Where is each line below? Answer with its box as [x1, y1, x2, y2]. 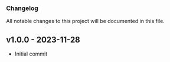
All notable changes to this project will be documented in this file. [6, 18, 165, 25]
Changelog [6, 4, 38, 12]
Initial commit [14, 50, 48, 57]
